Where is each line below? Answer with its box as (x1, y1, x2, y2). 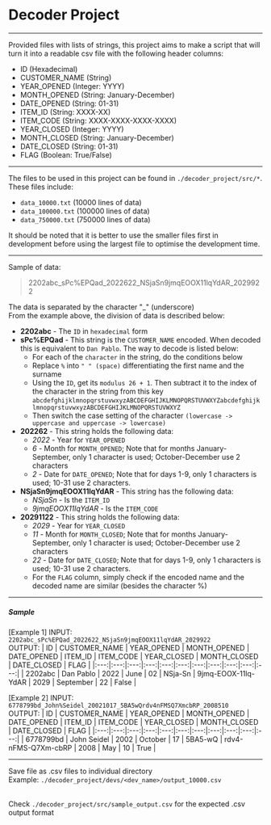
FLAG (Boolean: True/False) (19, 149, 113, 159)
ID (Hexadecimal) (19, 64, 78, 74)
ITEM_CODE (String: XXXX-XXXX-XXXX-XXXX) (19, 116, 177, 125)
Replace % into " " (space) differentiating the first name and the (31, 360, 244, 370)
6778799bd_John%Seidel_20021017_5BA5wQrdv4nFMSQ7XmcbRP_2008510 (8, 701, 229, 709)
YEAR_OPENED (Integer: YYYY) (19, 81, 125, 90)
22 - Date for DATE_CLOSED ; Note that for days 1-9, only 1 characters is (31, 555, 261, 565)
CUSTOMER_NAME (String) (19, 73, 112, 82)
